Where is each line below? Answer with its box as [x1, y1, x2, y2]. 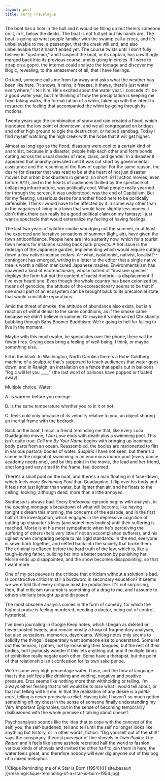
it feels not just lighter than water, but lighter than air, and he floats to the [5, 484, 153, 490]
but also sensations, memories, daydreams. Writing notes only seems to [5, 632, 151, 638]
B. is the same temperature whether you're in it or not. [5, 403, 115, 409]
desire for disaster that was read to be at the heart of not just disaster [5, 169, 146, 175]
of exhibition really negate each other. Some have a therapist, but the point [5, 653, 157, 658]
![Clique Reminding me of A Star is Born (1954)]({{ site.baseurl [5, 765, 132, 771]
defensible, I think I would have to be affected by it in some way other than [5, 200, 157, 206]
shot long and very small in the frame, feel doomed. [5, 464, 110, 470]
